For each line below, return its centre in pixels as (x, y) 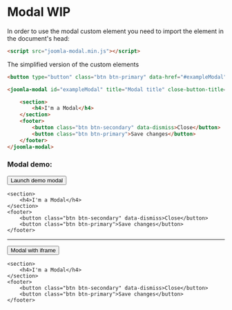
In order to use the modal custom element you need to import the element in (116, 31)
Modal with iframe (33, 250)
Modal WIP (39, 12)
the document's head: (39, 38)
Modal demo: (30, 164)
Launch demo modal (37, 180)
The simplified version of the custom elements (73, 64)
